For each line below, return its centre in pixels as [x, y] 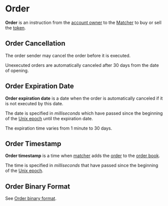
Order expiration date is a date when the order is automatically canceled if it [84, 98]
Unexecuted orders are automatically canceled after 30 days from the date [82, 65]
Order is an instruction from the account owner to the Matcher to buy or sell [83, 22]
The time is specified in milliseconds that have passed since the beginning [82, 166]
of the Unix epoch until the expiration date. [49, 118]
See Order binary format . [31, 199]
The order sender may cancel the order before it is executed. [68, 55]
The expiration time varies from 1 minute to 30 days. [59, 128]
